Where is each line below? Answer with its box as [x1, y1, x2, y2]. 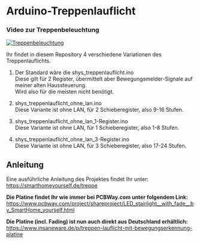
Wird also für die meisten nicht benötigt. [14, 88, 114, 96]
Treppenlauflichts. [6, 57, 51, 64]
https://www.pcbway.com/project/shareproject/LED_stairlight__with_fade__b [6, 200, 194, 207]
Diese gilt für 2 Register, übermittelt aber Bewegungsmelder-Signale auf [14, 75, 193, 82]
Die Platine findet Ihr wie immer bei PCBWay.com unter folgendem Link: [6, 194, 189, 201]
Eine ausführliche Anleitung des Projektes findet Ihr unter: [6, 175, 149, 183]
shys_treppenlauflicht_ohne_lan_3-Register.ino [14, 136, 130, 143]
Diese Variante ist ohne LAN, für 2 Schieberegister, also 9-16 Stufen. [14, 106, 184, 114]
